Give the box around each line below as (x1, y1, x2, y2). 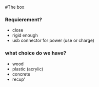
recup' (12, 76, 25, 82)
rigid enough (12, 33, 38, 38)
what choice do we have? (5, 50, 67, 56)
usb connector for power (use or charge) (12, 37, 95, 43)
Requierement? (5, 16, 42, 23)
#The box (5, 4, 24, 10)
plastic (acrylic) (12, 66, 44, 72)
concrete (12, 71, 31, 77)
